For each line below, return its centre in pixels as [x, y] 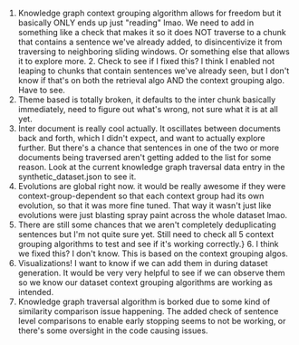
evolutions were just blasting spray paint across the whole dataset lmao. [153, 215]
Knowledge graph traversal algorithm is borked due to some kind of [144, 302]
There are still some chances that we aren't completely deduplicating [147, 225]
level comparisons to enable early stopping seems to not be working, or [152, 321]
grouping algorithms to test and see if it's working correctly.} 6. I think [148, 244]
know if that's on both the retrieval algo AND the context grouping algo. [151, 80]
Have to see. [42, 90]
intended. [36, 292]
